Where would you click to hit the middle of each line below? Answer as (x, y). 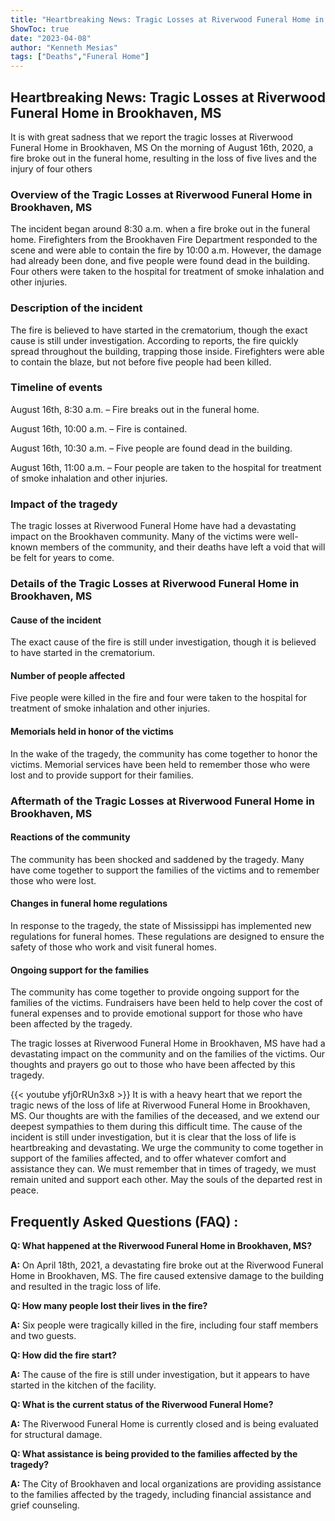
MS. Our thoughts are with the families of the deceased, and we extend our (165, 1116)
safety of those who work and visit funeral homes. (113, 947)
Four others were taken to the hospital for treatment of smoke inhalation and (167, 272)
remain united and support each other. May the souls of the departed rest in (166, 1180)
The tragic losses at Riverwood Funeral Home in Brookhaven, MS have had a (168, 1043)
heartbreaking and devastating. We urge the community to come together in (167, 1148)
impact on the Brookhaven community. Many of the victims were (143, 537)
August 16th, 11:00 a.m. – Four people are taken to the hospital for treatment (166, 467)
